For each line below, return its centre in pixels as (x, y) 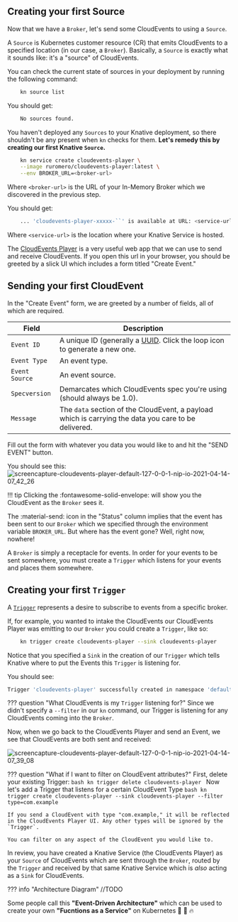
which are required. (36, 310)
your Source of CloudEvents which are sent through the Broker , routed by (114, 861)
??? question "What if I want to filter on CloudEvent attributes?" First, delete (118, 774)
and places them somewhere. (51, 568)
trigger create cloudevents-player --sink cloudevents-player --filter (115, 796)
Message (24, 418)
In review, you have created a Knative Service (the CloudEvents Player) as (115, 853)
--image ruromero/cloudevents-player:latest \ (90, 167)
